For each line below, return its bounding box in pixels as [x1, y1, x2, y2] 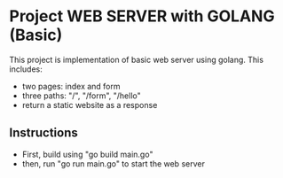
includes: [9, 64, 43, 74]
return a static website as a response [21, 99, 158, 110]
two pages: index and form [21, 81, 122, 91]
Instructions [9, 126, 78, 141]
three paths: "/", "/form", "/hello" [21, 90, 141, 101]
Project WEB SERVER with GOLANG [9, 6, 275, 27]
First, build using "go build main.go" [21, 149, 153, 159]
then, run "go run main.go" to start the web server [21, 158, 206, 169]
